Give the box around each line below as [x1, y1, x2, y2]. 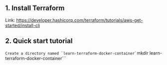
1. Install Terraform [5, 4, 65, 12]
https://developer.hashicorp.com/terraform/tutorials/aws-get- [16, 17, 143, 23]
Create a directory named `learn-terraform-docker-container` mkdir [5, 50, 149, 56]
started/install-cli [5, 22, 40, 28]
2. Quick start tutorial [5, 37, 73, 45]
